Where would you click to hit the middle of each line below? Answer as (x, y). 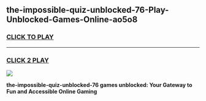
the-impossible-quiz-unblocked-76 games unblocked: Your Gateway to (99, 84)
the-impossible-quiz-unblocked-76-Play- (88, 10)
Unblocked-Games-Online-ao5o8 (72, 20)
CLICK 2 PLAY (28, 60)
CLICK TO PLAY (30, 37)
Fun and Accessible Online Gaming (52, 91)
